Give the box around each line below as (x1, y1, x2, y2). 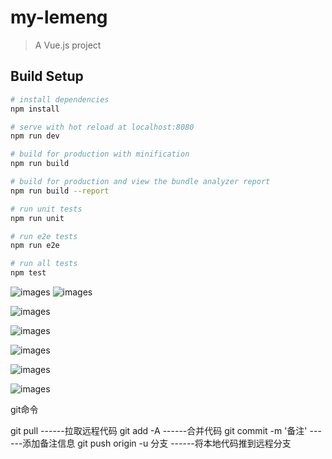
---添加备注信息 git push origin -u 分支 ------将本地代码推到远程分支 (10, 437, 292, 449)
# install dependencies (10, 94, 110, 105)
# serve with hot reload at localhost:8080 (10, 122, 195, 132)
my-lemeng (10, 6, 108, 29)
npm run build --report (10, 186, 110, 196)
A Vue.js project (34, 39, 102, 51)
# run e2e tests (10, 231, 78, 241)
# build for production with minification (10, 149, 190, 160)
